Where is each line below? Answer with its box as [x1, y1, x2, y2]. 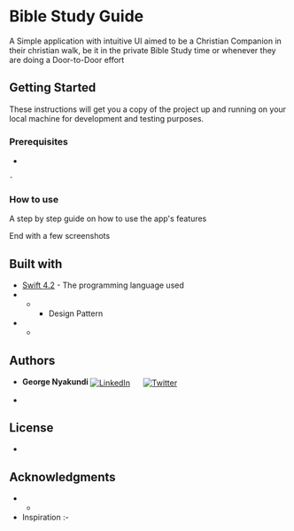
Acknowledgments [9, 469, 117, 485]
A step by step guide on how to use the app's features [9, 213, 207, 224]
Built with [9, 256, 63, 272]
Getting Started [9, 80, 97, 95]
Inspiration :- [21, 512, 69, 523]
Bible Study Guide [9, 6, 144, 27]
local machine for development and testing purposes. [9, 113, 205, 123]
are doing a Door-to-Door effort [9, 54, 125, 65]
